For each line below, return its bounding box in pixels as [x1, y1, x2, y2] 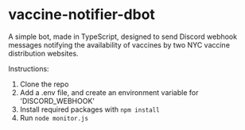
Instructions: [8, 63, 49, 73]
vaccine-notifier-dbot [8, 6, 155, 24]
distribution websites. [8, 48, 79, 58]
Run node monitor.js [19, 113, 89, 122]
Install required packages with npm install [19, 105, 161, 114]
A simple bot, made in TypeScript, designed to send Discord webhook [8, 32, 237, 41]
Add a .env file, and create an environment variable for [19, 87, 199, 97]
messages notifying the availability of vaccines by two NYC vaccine [8, 40, 231, 49]
